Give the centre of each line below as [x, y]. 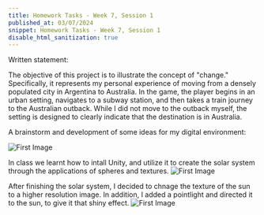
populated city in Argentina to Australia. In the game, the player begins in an [132, 92]
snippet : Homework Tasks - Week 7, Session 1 [84, 30]
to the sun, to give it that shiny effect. [69, 203]
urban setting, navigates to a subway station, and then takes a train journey [130, 100]
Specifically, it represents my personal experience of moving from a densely [132, 83]
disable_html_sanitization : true [63, 37]
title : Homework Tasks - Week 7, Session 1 [81, 15]
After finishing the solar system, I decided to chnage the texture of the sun [129, 187]
